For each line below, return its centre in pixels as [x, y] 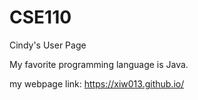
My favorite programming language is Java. [99, 64]
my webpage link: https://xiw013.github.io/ [97, 83]
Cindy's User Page [48, 45]
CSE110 [40, 17]
